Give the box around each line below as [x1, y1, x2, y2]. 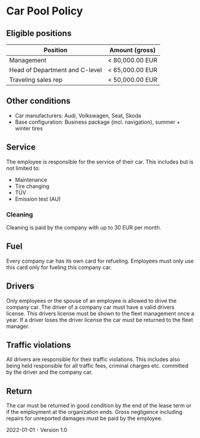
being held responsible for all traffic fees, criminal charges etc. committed [6, 362, 189, 370]
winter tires [14, 124, 43, 132]
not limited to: [6, 164, 40, 172]
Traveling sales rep [9, 76, 63, 84]
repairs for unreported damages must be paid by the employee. [6, 415, 163, 422]
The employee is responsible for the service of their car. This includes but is [6, 158, 193, 165]
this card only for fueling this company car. [6, 263, 112, 271]
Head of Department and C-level [9, 66, 102, 74]
